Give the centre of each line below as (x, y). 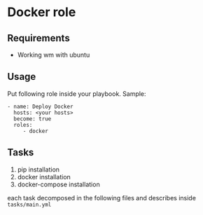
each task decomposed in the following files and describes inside (101, 197)
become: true (33, 119)
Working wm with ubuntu (54, 55)
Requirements (38, 38)
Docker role (42, 12)
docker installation (44, 176)
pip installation (38, 169)
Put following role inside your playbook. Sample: (77, 93)
